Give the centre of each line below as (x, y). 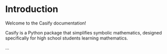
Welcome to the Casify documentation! (46, 23)
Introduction (32, 9)
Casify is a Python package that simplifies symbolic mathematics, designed (84, 32)
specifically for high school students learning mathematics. (67, 38)
